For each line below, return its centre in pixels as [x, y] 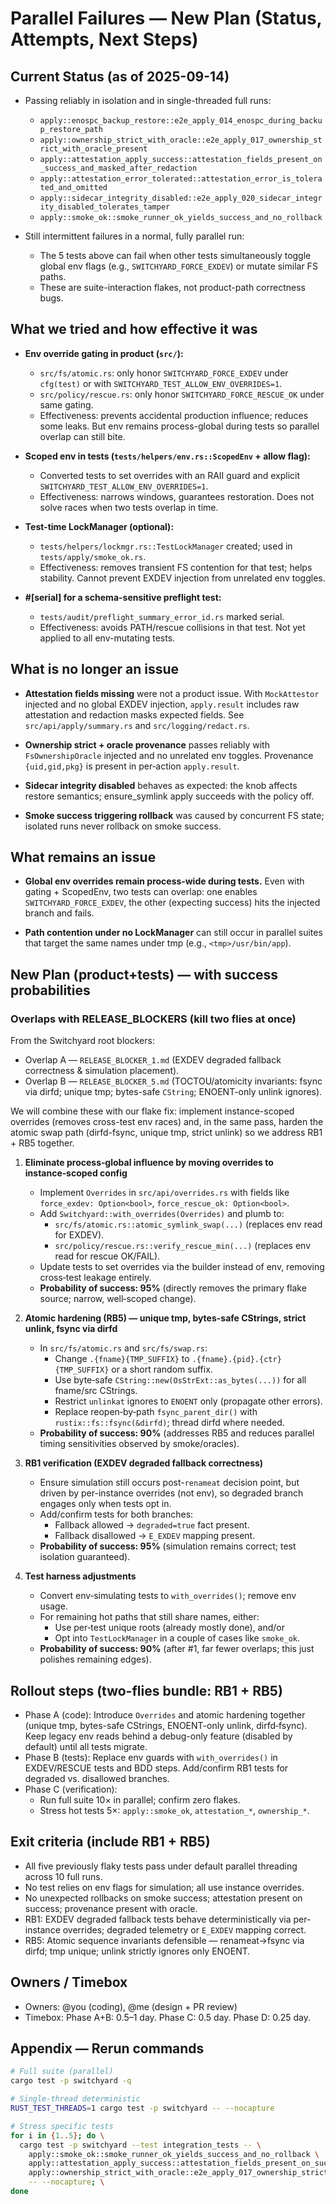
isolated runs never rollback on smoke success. [123, 826]
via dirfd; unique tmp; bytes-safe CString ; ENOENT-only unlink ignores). [173, 1092]
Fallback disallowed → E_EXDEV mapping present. [155, 1536]
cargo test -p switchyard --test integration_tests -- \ [140, 2145]
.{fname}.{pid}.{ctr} [236, 1360]
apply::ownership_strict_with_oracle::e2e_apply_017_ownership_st [181, 140]
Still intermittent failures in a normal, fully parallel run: [134, 236]
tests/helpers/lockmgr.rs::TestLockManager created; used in [166, 546]
